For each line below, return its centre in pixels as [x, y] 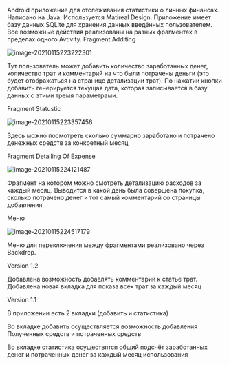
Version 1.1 [22, 300]
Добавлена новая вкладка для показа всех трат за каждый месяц [104, 286]
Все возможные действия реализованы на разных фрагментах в [102, 32]
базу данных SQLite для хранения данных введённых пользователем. [110, 24]
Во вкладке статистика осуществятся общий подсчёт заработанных [108, 347]
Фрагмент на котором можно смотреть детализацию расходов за [104, 183]
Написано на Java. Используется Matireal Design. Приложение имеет [109, 17]
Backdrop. [22, 252]
